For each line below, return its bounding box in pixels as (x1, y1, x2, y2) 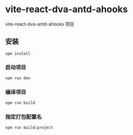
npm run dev (5, 76, 30, 81)
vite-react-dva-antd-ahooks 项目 (5, 21, 75, 27)
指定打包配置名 (5, 113, 42, 120)
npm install (5, 51, 30, 56)
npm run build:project (5, 125, 53, 130)
